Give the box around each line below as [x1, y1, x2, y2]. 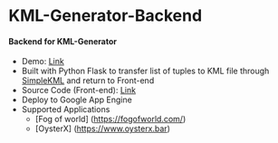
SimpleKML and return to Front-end [21, 75, 155, 86]
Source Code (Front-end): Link [21, 85, 137, 96]
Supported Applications [21, 104, 110, 115]
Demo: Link [21, 56, 64, 67]
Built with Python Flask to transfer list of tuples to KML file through [21, 65, 270, 77]
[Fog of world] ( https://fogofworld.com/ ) [34, 114, 187, 125]
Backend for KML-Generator [8, 35, 117, 46]
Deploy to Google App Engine [21, 94, 132, 105]
